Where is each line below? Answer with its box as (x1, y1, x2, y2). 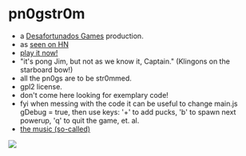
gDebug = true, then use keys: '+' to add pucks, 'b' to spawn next (19, 107, 236, 116)
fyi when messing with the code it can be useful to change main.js (19, 99, 238, 108)
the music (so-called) (19, 124, 90, 134)
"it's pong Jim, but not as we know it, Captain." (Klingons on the (19, 57, 230, 66)
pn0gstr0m (8, 5, 85, 23)
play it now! (19, 48, 58, 57)
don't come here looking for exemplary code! (19, 90, 169, 99)
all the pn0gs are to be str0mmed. (19, 73, 132, 83)
